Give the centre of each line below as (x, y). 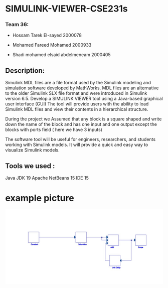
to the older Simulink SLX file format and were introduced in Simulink (76, 93)
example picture (40, 198)
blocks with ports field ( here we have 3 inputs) (54, 130)
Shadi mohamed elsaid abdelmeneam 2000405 (62, 55)
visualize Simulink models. (32, 150)
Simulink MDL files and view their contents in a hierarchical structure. (77, 109)
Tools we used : (30, 166)
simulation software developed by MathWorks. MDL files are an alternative (82, 88)
